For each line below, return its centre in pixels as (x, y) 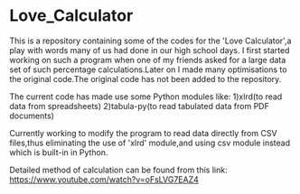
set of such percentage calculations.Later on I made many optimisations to (148, 69)
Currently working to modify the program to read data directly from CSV (143, 133)
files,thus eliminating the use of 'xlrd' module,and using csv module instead (150, 143)
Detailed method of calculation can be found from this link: (118, 170)
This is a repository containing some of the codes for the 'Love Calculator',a (150, 41)
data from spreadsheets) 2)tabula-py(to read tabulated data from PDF (139, 106)
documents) (32, 115)
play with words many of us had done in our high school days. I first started (150, 50)
